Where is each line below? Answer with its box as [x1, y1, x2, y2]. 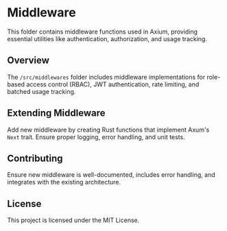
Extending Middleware [7, 108, 106, 119]
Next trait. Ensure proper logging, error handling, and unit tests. [7, 132, 185, 141]
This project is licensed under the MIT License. [7, 216, 140, 224]
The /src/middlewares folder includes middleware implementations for [7, 73, 206, 81]
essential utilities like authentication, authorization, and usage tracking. [7, 34, 208, 42]
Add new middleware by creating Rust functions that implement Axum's [7, 125, 210, 134]
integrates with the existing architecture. [7, 178, 121, 186]
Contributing [7, 152, 63, 164]
